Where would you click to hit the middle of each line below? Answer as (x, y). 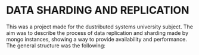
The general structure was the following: (56, 46)
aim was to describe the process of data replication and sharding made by (97, 33)
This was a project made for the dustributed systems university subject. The (100, 27)
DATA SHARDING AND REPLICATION (98, 10)
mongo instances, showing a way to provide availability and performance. (97, 39)
